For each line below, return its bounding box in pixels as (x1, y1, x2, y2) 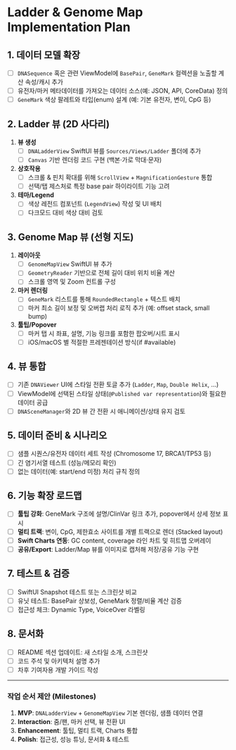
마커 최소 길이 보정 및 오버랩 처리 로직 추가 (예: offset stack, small (27, 304, 210, 312)
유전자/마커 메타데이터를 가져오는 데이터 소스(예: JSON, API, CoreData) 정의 (17, 87, 228, 95)
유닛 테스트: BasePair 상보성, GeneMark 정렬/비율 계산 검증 (17, 596, 183, 605)
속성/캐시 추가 (25, 78, 63, 87)
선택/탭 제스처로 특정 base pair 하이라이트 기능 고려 (27, 182, 170, 191)
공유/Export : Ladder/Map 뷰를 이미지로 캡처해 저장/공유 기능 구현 (17, 545, 199, 553)
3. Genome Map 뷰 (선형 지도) (7, 231, 134, 243)
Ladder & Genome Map (7, 4, 143, 20)
